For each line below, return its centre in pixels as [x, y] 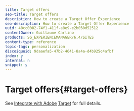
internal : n [17, 60]
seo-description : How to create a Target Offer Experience [67, 24]
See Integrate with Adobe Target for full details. [53, 103]
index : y [14, 56]
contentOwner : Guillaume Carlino [40, 33]
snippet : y [16, 65]
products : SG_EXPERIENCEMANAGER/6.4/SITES [49, 38]
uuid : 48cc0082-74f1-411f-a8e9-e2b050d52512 [52, 28]
